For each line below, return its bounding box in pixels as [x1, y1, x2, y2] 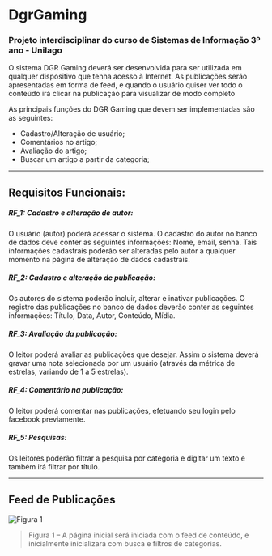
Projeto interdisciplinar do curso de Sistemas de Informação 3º [8, 35, 261, 46]
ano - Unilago [8, 45, 63, 56]
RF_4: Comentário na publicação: [8, 385, 124, 395]
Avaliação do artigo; [19, 146, 87, 155]
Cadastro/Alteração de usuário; [19, 129, 125, 138]
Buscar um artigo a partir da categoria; [19, 155, 150, 164]
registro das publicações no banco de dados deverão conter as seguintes [8, 302, 254, 312]
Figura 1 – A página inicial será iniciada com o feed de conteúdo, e [28, 530, 249, 540]
